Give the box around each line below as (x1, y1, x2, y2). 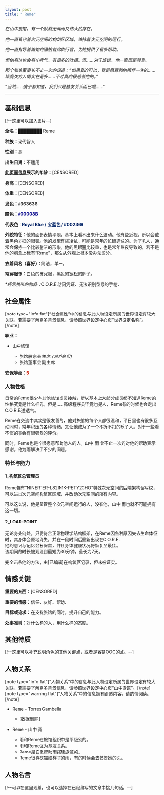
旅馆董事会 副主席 (19, 359, 55, 365)
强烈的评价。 (35, 430, 61, 436)
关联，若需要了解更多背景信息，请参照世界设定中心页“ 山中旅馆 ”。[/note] (5, 685, 151, 691)
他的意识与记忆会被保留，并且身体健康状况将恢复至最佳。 (5, 543, 121, 548)
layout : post (5, 7, 32, 12)
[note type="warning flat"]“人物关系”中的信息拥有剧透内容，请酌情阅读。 (5, 691, 152, 697)
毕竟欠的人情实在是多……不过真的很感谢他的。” (5, 73, 98, 79)
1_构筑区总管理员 (5, 473, 39, 479)
